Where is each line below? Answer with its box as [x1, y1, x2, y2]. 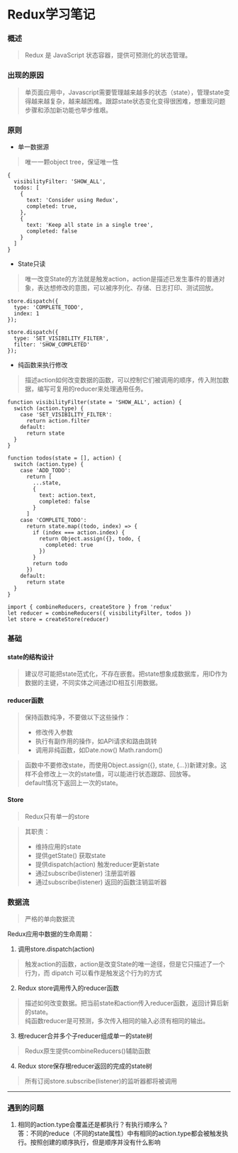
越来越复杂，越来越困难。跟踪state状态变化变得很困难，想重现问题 [30, 96, 226, 105]
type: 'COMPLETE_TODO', [13, 304, 84, 311]
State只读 [17, 260, 46, 268]
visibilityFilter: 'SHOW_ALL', [13, 178, 106, 185]
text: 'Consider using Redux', [25, 196, 119, 204]
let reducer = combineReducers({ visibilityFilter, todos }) [7, 610, 192, 617]
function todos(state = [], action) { [7, 455, 122, 462]
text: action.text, [38, 492, 97, 499]
